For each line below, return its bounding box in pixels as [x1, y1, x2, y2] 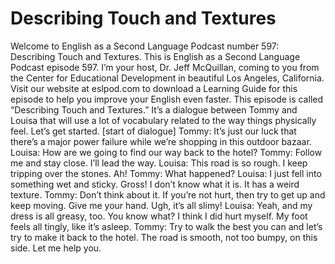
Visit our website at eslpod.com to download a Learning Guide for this [10, 82, 298, 94]
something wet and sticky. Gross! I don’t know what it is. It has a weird [10, 178, 300, 190]
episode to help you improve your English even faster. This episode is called [10, 93, 324, 105]
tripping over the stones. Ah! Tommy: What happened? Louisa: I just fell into [10, 167, 322, 179]
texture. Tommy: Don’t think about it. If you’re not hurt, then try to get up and [10, 188, 326, 201]
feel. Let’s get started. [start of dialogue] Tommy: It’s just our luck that [10, 125, 297, 137]
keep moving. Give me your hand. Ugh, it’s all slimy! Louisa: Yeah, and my [10, 199, 313, 211]
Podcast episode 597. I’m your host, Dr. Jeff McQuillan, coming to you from [10, 61, 320, 73]
